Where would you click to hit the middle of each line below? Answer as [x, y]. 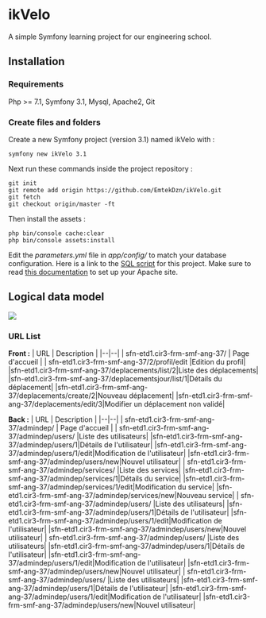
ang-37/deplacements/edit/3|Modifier [70, 404]
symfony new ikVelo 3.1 [48, 154]
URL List [25, 336]
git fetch [25, 197]
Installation [37, 62]
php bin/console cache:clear [56, 233]
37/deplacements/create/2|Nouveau [68, 396]
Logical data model [56, 297]
